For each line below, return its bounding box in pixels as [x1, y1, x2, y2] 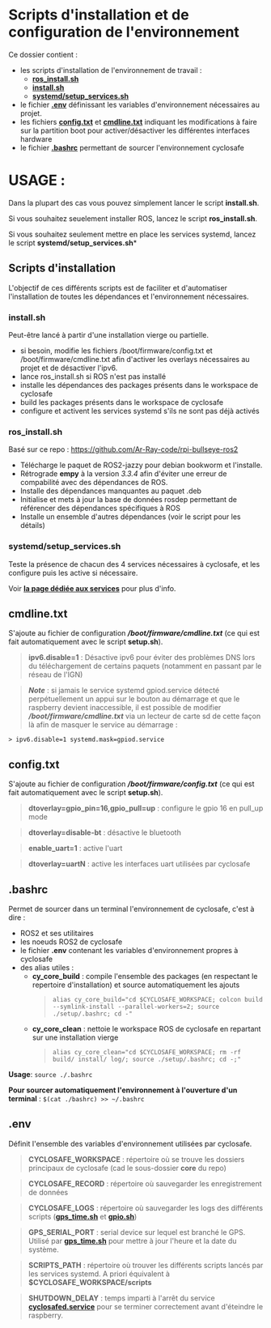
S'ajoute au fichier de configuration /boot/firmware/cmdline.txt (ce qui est [8, 628, 260, 638]
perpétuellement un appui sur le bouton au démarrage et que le [28, 694, 240, 704]
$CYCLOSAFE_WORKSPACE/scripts [28, 1277, 152, 1287]
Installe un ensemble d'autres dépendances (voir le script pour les [19, 512, 241, 521]
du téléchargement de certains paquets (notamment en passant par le [28, 662, 262, 671]
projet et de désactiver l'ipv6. [19, 363, 118, 372]
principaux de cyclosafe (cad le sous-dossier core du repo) [28, 1163, 227, 1173]
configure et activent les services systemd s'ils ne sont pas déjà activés [19, 406, 260, 415]
